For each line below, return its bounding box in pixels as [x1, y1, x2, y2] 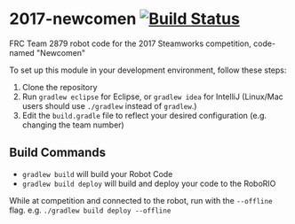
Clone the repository [21, 81, 98, 92]
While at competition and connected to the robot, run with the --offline [9, 195, 273, 205]
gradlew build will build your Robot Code [21, 168, 173, 179]
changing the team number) [21, 120, 124, 130]
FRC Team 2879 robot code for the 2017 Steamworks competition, [9, 38, 251, 49]
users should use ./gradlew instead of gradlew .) [21, 100, 197, 111]
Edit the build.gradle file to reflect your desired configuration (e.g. [21, 110, 267, 120]
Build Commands [9, 145, 107, 160]
